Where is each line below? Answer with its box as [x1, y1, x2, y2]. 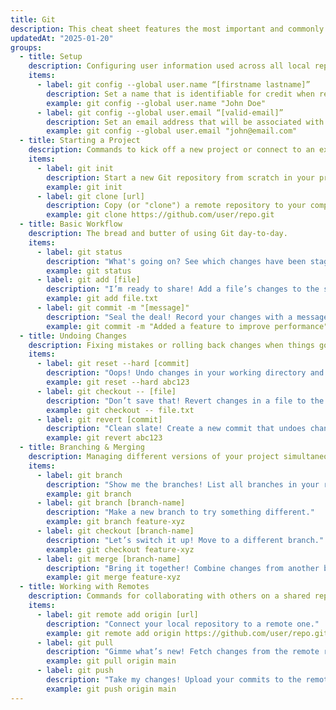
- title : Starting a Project [19, 136, 141, 146]
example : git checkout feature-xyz [46, 544, 195, 555]
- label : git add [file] [36, 275, 141, 285]
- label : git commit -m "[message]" [36, 303, 190, 313]
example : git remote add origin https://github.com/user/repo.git [46, 628, 329, 638]
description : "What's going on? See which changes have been [46, 256, 307, 266]
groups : [10, 42, 43, 53]
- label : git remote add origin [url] [36, 609, 199, 620]
